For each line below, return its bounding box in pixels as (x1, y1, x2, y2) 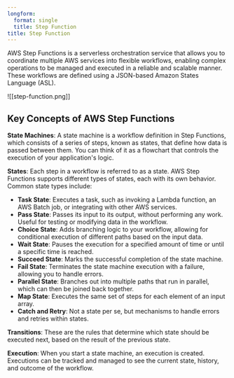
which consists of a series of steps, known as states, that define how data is (7, 139, 228, 147)
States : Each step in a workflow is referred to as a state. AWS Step (7, 167, 200, 176)
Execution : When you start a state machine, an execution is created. (7, 349, 205, 358)
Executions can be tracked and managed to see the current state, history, (7, 356, 219, 365)
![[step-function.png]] (7, 92, 71, 101)
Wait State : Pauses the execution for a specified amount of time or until (17, 240, 224, 248)
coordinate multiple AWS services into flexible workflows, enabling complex (7, 57, 226, 65)
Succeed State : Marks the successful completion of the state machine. (17, 255, 223, 263)
